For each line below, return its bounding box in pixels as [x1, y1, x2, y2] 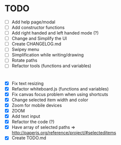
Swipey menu [11, 47, 40, 53]
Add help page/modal [11, 19, 56, 25]
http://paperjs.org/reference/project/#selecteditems [11, 130, 117, 136]
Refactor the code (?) [11, 119, 55, 125]
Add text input [11, 113, 40, 119]
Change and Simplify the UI [11, 36, 67, 41]
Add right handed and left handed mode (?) [11, 30, 99, 36]
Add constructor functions [11, 25, 65, 30]
